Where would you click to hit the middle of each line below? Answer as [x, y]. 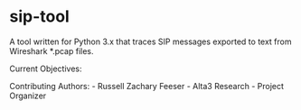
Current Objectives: [46, 69]
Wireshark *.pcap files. [52, 50]
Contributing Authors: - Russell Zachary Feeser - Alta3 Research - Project [147, 86]
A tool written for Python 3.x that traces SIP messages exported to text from [150, 41]
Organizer [28, 96]
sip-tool [39, 17]
